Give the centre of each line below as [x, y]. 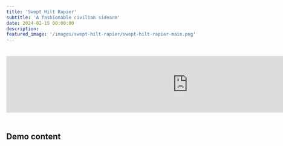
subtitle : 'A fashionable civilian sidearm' [63, 17]
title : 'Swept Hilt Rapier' [42, 12]
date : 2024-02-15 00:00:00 [40, 23]
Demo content [34, 136]
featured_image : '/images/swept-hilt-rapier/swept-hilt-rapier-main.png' [101, 34]
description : [23, 29]
